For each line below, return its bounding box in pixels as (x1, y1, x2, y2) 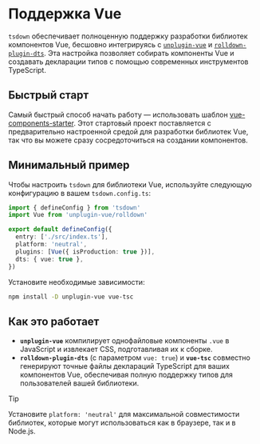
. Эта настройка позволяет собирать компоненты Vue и (43, 48, 234, 58)
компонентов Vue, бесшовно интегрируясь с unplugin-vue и (8, 39, 213, 49)
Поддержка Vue (8, 5, 122, 23)
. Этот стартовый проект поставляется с (73, 118, 211, 128)
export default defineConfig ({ (8, 226, 112, 234)
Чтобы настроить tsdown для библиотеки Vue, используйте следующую (8, 179, 253, 189)
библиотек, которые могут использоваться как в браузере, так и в (8, 418, 237, 428)
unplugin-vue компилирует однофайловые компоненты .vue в (19, 336, 230, 346)
